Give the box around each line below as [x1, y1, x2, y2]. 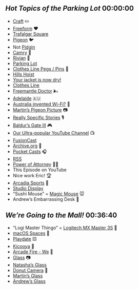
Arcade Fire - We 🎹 [12, 249, 53, 255]
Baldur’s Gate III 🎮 [12, 122, 52, 128]
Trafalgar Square [12, 31, 49, 37]
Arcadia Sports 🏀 [12, 179, 49, 186]
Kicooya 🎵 [12, 243, 35, 249]
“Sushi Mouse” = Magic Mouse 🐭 [12, 191, 85, 197]
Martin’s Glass [12, 273, 43, 279]
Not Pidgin [12, 44, 35, 50]
